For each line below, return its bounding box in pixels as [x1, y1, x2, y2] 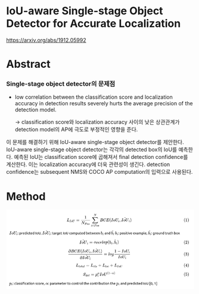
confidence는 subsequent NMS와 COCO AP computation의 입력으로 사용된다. [6, 168, 193, 176]
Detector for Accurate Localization [6, 17, 181, 30]
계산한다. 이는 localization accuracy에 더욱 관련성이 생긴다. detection [6, 161, 170, 168]
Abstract [6, 58, 51, 71]
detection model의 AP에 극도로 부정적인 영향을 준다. [14, 126, 138, 133]
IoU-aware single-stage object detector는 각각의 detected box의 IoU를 [6, 146, 178, 153]
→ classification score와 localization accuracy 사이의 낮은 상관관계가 [14, 118, 180, 126]
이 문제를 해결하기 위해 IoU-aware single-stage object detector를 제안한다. [6, 139, 184, 146]
